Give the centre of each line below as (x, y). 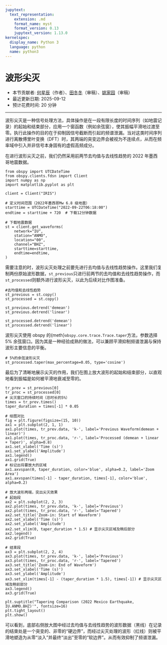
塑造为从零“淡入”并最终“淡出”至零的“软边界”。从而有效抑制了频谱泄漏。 (87, 638)
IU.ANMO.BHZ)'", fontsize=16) (37, 607)
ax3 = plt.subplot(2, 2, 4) (34, 552)
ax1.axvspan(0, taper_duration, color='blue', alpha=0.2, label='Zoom (80, 470)
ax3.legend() (19, 589)
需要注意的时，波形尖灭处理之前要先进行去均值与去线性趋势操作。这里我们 (81, 267)
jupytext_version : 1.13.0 (41, 33)
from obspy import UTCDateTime (38, 172)
